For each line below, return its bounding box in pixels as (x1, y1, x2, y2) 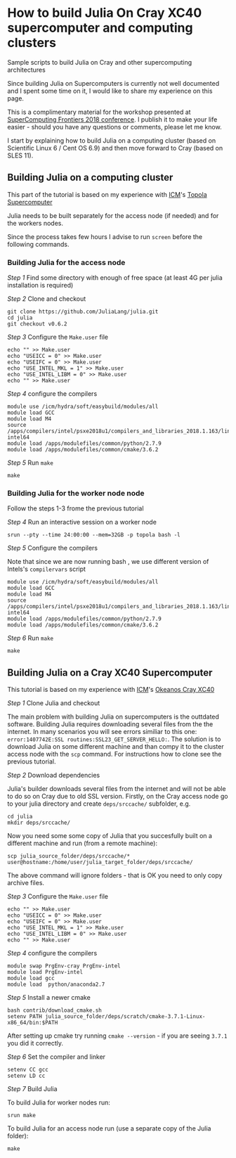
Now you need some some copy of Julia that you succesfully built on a (7, 832, 213, 840)
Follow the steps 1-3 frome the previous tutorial (7, 504, 144, 513)
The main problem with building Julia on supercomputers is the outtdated (7, 712, 220, 721)
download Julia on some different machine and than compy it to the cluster (7, 742, 224, 751)
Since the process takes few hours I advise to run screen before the (7, 232, 203, 240)
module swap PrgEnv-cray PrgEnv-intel (7, 963, 121, 970)
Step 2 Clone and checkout (7, 295, 86, 303)
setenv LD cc (7, 1072, 46, 1080)
